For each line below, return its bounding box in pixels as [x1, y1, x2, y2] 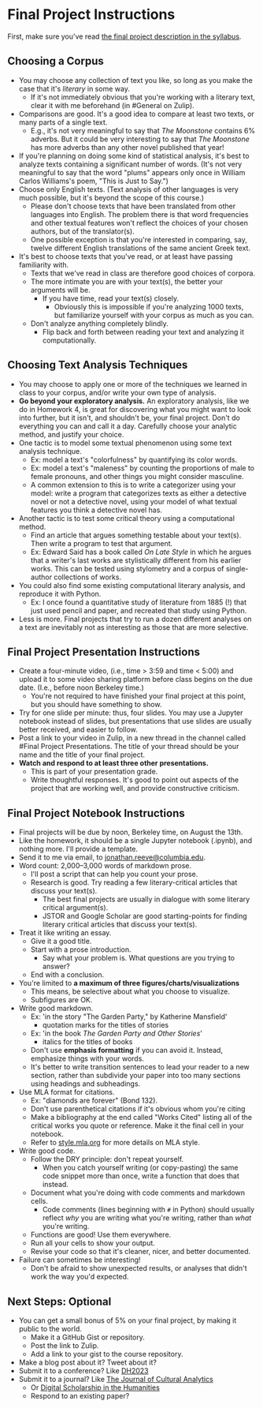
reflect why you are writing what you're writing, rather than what [42, 1213, 252, 1223]
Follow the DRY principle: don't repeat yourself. [30, 1155, 184, 1164]
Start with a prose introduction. [30, 945, 131, 954]
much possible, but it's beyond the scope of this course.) [18, 193, 205, 202]
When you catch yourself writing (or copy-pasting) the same [42, 1163, 239, 1173]
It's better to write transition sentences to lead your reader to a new [30, 1062, 250, 1072]
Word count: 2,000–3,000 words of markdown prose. [18, 861, 192, 871]
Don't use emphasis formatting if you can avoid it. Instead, [30, 1046, 224, 1055]
